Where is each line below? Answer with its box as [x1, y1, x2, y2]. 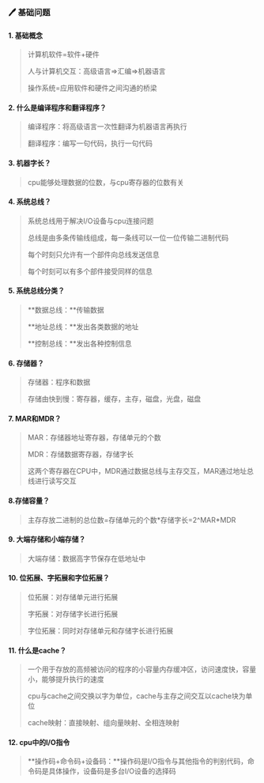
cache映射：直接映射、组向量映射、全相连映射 [27, 718, 180, 728]
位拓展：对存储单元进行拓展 [27, 592, 119, 602]
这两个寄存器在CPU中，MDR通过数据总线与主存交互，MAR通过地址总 [27, 467, 255, 476]
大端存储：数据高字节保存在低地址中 [27, 554, 146, 563]
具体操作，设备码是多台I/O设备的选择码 [48, 766, 176, 776]
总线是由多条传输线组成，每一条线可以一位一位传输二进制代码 [27, 233, 229, 242]
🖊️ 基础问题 [8, 6, 51, 17]
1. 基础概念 [8, 30, 43, 40]
